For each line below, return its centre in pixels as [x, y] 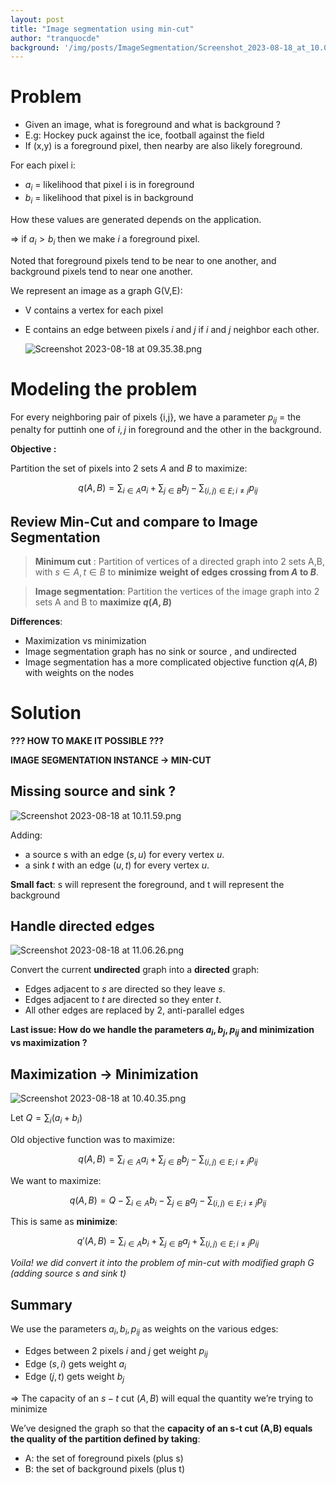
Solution [46, 713]
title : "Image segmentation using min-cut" [102, 29]
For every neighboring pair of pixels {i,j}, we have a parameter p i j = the [156, 418]
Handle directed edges [82, 926]
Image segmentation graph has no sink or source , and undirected [160, 651]
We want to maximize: [56, 1180]
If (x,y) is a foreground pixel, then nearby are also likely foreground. [163, 146]
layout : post [37, 19]
